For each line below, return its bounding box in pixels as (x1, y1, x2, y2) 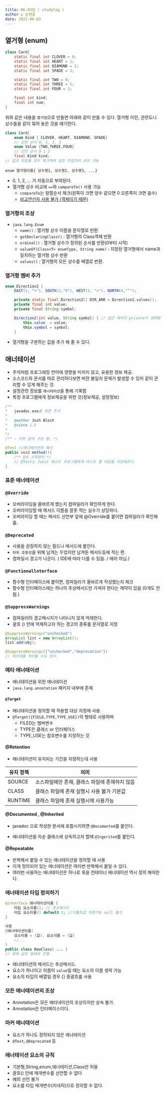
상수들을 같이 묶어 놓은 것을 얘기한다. (5, 120, 77, 126)
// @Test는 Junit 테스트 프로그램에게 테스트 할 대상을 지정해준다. (14, 459, 136, 464)
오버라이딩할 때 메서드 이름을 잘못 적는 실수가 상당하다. (12, 507, 119, 513)
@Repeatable (5, 845, 34, 851)
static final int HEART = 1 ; (14, 59, 75, 64)
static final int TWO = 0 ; (14, 77, 70, 82)
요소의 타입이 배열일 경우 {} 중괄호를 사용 (12, 974, 92, 980)
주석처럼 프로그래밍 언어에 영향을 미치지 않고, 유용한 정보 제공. (12, 369, 133, 375)
